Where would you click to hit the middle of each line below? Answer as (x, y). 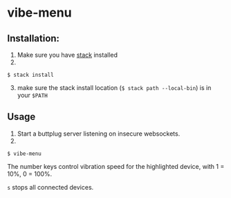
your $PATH (33, 95)
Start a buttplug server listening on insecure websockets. (99, 134)
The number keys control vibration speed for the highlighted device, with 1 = (116, 166)
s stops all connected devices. (50, 187)
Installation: (34, 38)
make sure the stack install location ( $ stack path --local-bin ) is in (114, 88)
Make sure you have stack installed (67, 55)
